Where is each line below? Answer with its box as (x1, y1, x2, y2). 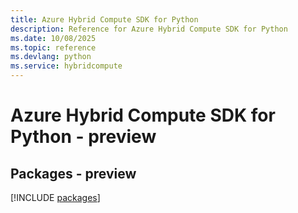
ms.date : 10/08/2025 (10, 33, 97, 43)
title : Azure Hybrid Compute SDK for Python (10, 14, 199, 25)
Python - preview (10, 126, 157, 148)
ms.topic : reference (10, 42, 97, 53)
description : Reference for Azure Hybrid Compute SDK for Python (10, 24, 288, 34)
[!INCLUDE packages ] (10, 192, 101, 203)
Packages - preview (10, 165, 137, 182)
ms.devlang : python (10, 52, 92, 62)
